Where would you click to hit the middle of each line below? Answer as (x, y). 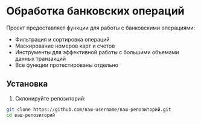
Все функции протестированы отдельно (67, 65)
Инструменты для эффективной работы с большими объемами (97, 52)
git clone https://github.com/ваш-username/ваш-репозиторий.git (89, 110)
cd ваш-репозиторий (31, 115)
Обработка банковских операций (96, 11)
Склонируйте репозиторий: (50, 98)
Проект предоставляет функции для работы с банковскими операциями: (101, 28)
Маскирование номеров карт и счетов (65, 46)
